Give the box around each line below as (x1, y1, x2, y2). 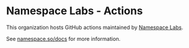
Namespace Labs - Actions (6, 4, 143, 18)
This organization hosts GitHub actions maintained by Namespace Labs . (6, 24, 184, 31)
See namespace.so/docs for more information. (6, 35, 121, 42)
